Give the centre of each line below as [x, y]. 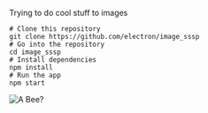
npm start [27, 83]
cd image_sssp [35, 52]
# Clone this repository [55, 29]
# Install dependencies [53, 60]
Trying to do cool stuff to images [69, 13]
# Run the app [35, 75]
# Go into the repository [57, 44]
